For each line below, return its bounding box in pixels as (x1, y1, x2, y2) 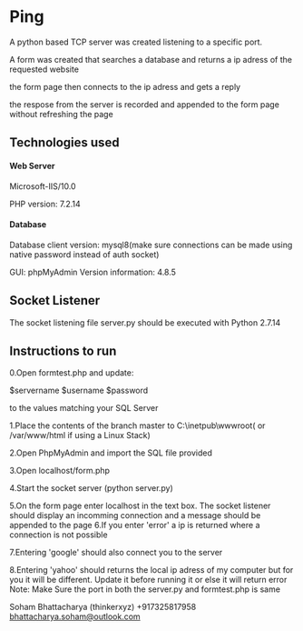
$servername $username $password (9, 385, 149, 396)
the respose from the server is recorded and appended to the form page (9, 98, 279, 110)
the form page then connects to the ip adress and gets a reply (9, 81, 241, 92)
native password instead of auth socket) (9, 248, 160, 260)
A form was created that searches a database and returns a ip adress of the (9, 54, 293, 65)
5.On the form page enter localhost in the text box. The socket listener (9, 500, 271, 511)
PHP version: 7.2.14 (9, 198, 81, 209)
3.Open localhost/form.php (9, 466, 111, 476)
